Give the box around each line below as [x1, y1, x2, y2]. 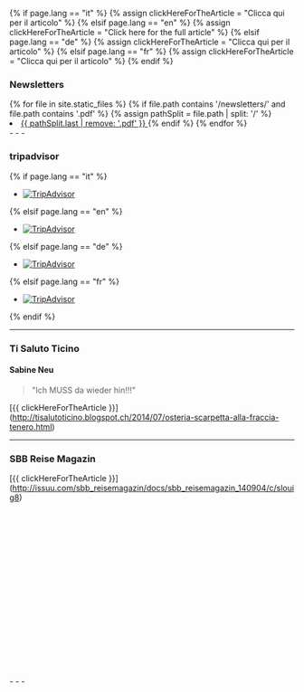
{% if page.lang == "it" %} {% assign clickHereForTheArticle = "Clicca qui [9, 8, 285, 18]
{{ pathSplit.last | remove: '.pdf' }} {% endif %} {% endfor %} [21, 118, 248, 129]
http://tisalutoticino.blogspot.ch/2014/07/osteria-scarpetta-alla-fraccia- [12, 412, 280, 422]
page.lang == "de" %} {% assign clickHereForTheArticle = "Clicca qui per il [9, 36, 290, 47]
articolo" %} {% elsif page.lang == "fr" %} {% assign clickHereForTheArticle [9, 46, 294, 57]
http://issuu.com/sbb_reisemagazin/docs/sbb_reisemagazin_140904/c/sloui [12, 483, 295, 494]
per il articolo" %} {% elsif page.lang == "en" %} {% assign [9, 17, 231, 28]
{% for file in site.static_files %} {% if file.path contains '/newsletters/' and [9, 99, 286, 109]
